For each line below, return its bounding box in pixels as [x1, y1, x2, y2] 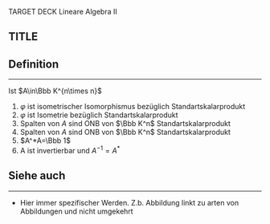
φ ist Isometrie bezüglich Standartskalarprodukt [19, 110, 178, 120]
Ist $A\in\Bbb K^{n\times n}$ [8, 86, 102, 96]
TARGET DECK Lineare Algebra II [8, 7, 118, 16]
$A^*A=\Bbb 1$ [19, 136, 71, 145]
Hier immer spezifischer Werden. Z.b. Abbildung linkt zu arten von [19, 198, 239, 207]
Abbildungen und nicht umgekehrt [19, 206, 134, 216]
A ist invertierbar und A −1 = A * [19, 145, 121, 155]
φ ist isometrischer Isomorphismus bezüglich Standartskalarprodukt [19, 102, 246, 112]
